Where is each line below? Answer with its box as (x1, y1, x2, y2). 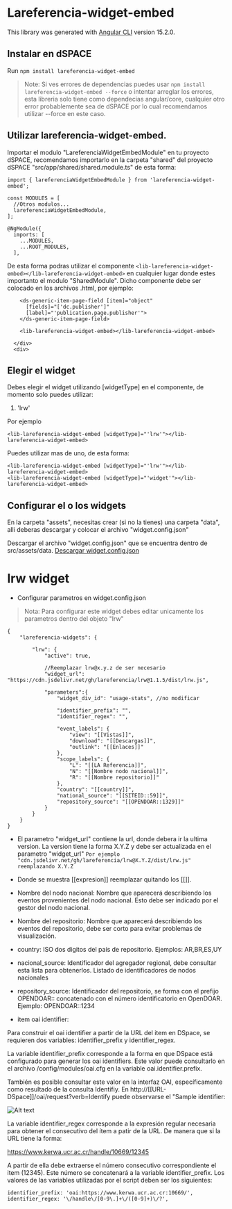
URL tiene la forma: (7, 1135, 62, 1143)
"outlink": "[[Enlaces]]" (69, 744, 144, 751)
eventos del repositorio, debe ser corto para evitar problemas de (17, 925, 202, 933)
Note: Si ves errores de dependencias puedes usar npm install (24, 80, 206, 88)
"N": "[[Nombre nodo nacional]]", (69, 768, 169, 775)
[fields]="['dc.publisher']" (25, 303, 110, 310)
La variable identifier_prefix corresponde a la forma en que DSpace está (7, 1050, 213, 1058)
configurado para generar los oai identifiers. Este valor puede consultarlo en (7, 1057, 225, 1065)
